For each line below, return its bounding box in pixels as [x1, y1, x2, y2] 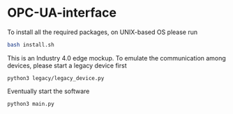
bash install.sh [7, 41, 54, 48]
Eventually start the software [7, 87, 90, 95]
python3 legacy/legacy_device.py [7, 74, 105, 81]
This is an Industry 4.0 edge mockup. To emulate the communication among [7, 54, 227, 62]
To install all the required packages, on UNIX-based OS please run [7, 28, 197, 36]
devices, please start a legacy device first [7, 61, 127, 70]
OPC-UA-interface [7, 5, 117, 21]
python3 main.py [7, 100, 54, 107]
